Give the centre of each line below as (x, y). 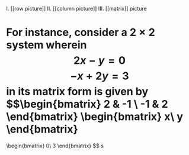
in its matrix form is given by (77, 92)
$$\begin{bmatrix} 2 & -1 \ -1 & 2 (87, 104)
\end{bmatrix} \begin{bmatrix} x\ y (95, 117)
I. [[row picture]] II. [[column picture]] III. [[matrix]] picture (76, 9)
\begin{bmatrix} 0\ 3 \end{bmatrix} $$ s (55, 146)
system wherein (47, 45)
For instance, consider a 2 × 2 (81, 33)
